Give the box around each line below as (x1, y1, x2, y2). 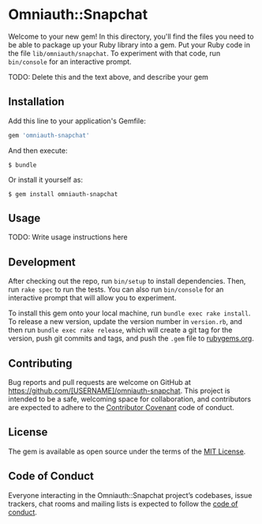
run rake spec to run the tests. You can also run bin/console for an (8, 285, 224, 294)
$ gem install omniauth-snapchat (8, 190, 118, 198)
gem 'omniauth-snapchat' (8, 131, 90, 139)
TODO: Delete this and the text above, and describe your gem (8, 72, 209, 81)
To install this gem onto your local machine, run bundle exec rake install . (8, 308, 251, 318)
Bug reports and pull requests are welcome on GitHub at (8, 378, 192, 387)
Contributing (8, 356, 73, 370)
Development (8, 255, 77, 269)
